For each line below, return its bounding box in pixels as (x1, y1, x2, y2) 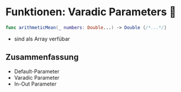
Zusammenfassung (5, 52, 79, 62)
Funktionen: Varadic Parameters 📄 (5, 5, 176, 19)
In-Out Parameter (14, 80, 57, 87)
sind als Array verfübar (14, 35, 70, 42)
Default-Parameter (14, 67, 60, 75)
